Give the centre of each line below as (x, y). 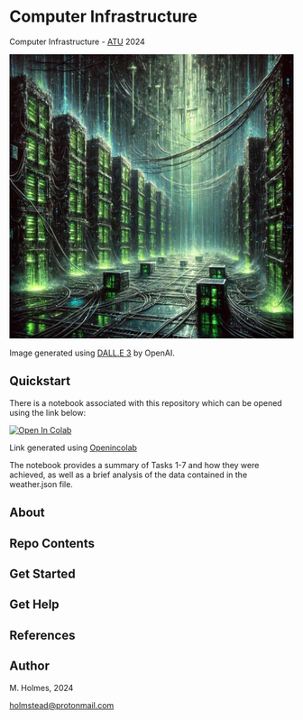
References (42, 635)
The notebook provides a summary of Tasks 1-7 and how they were (134, 465)
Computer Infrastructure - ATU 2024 (78, 42)
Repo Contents (52, 543)
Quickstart (40, 381)
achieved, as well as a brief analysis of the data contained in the (129, 475)
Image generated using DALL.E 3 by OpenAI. (92, 353)
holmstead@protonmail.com (62, 705)
